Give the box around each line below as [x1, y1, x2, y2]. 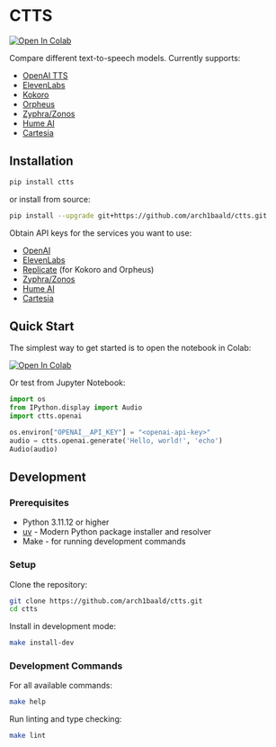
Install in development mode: [9, 621, 117, 632]
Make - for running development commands [22, 536, 186, 547]
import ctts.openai [9, 411, 83, 421]
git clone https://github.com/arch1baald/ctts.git [9, 596, 203, 606]
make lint [9, 731, 47, 741]
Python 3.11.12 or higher [22, 517, 110, 527]
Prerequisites [9, 496, 69, 508]
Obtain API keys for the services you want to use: [9, 227, 192, 238]
